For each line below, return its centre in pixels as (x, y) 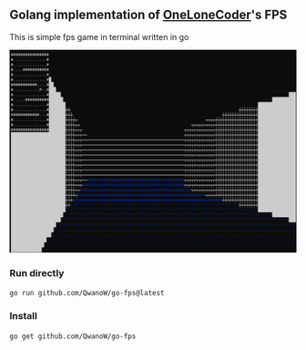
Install (24, 316)
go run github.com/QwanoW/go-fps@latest (87, 293)
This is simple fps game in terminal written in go (99, 36)
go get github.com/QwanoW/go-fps (73, 336)
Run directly (37, 273)
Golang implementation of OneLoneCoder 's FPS (148, 15)
